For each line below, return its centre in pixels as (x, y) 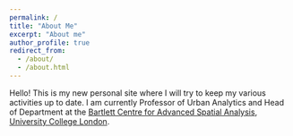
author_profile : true (50, 42)
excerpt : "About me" (48, 34)
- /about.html (43, 68)
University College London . (60, 121)
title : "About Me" (43, 26)
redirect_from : (38, 51)
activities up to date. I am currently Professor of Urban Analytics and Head (147, 102)
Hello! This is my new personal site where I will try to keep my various (138, 93)
